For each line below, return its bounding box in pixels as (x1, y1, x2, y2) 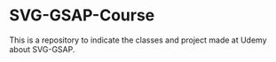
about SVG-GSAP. (9, 43, 75, 54)
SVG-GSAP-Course (9, 5, 155, 26)
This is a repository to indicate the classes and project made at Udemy (9, 35, 268, 45)
